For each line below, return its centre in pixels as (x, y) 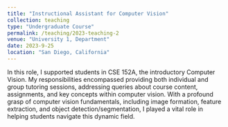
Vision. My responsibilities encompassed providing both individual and (108, 79)
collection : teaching (38, 20)
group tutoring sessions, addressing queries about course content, (103, 87)
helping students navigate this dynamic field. (71, 116)
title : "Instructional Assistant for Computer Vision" (88, 14)
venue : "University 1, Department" (59, 40)
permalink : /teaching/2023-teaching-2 (63, 33)
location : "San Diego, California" (59, 53)
